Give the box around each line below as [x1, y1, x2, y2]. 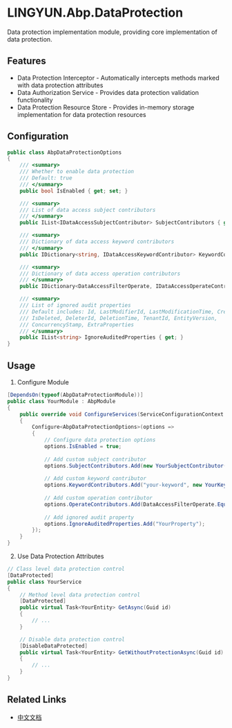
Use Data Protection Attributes [17, 552, 104, 560]
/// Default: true [19, 175, 72, 181]
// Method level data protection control [19, 591, 140, 598]
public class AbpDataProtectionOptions [7, 149, 122, 156]
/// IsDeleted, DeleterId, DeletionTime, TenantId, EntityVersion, [19, 314, 217, 321]
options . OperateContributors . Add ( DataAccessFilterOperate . [43, 501, 217, 508]
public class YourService [7, 578, 81, 585]
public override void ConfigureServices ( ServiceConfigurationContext [19, 411, 224, 418]
